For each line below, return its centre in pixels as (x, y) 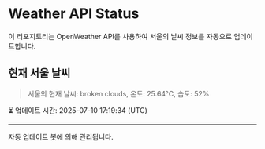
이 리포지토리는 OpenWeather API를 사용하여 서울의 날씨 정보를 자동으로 (120, 36)
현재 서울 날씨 (39, 73)
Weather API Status (74, 14)
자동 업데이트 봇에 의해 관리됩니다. (61, 136)
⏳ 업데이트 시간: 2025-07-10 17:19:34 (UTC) (78, 110)
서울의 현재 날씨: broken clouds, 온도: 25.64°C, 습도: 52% (118, 93)
